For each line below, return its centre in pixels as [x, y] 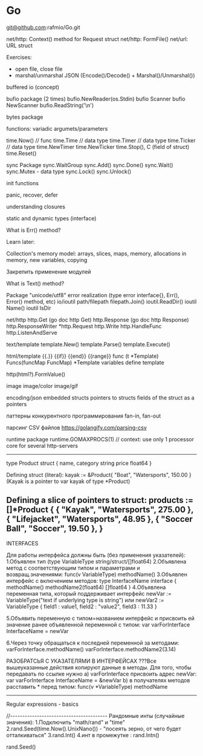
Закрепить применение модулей [49, 271]
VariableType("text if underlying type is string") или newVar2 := [85, 600]
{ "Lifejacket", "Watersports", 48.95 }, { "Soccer [100, 519]
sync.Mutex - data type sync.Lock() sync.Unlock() [69, 171]
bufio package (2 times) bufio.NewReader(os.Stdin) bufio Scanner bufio [96, 99]
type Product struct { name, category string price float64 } [79, 463]
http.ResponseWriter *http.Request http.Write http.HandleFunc [84, 326]
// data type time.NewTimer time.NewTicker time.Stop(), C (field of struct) [98, 146]
